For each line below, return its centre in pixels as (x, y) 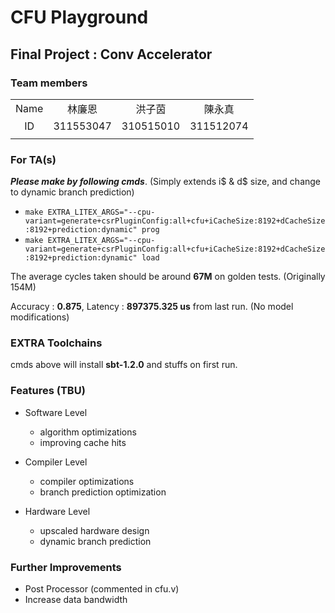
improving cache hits (83, 442)
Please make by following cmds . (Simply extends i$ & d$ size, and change (166, 182)
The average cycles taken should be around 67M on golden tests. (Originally (168, 277)
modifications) (40, 317)
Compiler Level (56, 462)
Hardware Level (57, 511)
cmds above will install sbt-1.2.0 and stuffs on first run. (124, 365)
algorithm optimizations (88, 432)
